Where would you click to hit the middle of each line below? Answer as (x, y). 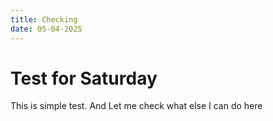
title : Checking (44, 19)
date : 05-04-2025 (46, 29)
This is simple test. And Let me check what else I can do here (136, 106)
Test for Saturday (84, 78)
